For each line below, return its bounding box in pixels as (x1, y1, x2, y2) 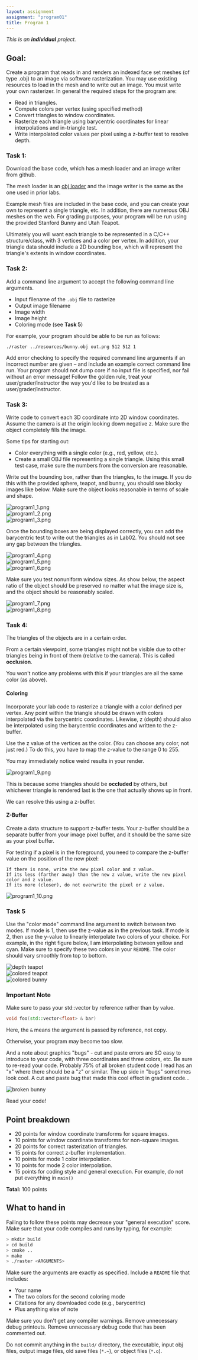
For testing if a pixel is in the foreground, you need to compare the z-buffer (6, 849, 189, 856)
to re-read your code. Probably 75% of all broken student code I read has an (6, 1062, 192, 1069)
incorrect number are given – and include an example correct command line (6, 360, 191, 368)
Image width (14, 308, 46, 315)
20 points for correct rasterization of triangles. (14, 1143, 128, 1150)
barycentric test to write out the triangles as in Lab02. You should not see (6, 534, 185, 542)
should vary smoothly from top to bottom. (6, 952, 108, 959)
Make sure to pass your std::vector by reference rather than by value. (6, 1004, 176, 1011)
